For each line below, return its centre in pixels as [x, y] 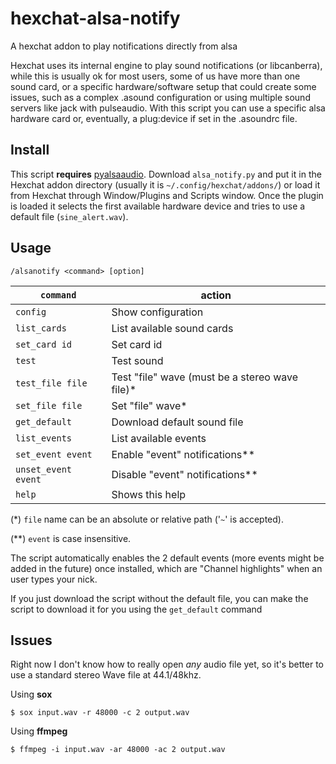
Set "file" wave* [149, 405]
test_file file [51, 383]
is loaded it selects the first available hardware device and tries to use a [158, 206]
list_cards [41, 328]
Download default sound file [177, 422]
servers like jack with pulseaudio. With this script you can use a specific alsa [168, 108]
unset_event [44, 469]
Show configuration [157, 312]
